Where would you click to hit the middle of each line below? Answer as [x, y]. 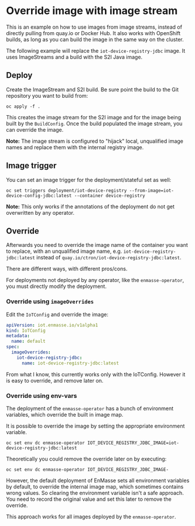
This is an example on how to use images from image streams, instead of [94, 27]
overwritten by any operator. [40, 212]
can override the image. [35, 129]
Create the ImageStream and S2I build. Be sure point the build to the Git [93, 90]
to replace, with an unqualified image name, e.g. [64, 251]
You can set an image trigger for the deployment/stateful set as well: [89, 180]
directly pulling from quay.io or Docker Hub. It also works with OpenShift [93, 33]
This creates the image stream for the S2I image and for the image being [94, 117]
